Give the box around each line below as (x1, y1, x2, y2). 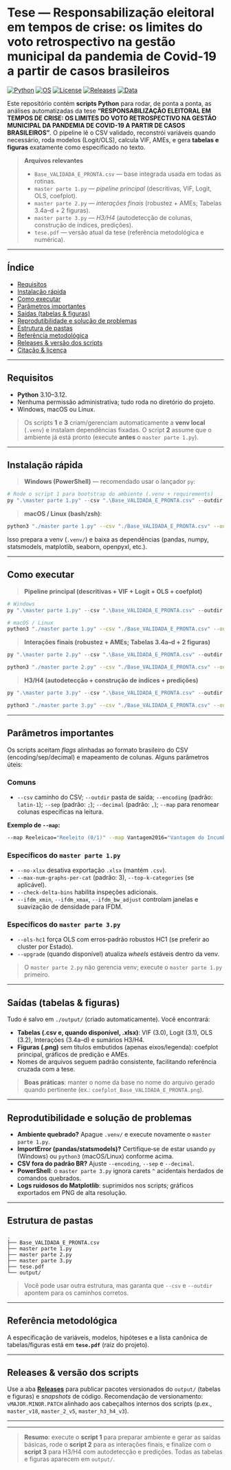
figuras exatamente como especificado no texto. (7, 143, 146, 151)
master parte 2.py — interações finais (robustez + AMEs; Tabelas (34, 199, 222, 207)
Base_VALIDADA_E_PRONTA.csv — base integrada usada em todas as (34, 170, 222, 178)
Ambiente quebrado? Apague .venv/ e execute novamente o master (16, 1131, 211, 1139)
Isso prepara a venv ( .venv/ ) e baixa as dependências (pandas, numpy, (7, 535, 209, 544)
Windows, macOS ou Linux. (16, 405, 96, 413)
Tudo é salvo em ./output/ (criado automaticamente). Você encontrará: (7, 1015, 210, 1023)
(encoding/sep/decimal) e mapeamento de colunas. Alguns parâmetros (7, 753, 210, 761)
